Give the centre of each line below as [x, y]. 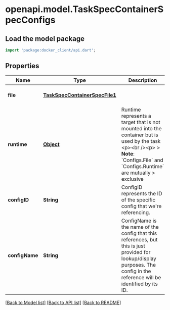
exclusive [133, 179]
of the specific [138, 199]
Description [143, 80]
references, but [139, 239]
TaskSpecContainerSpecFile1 [79, 95]
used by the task [141, 141]
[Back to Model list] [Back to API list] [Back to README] [63, 302]
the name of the [140, 227]
